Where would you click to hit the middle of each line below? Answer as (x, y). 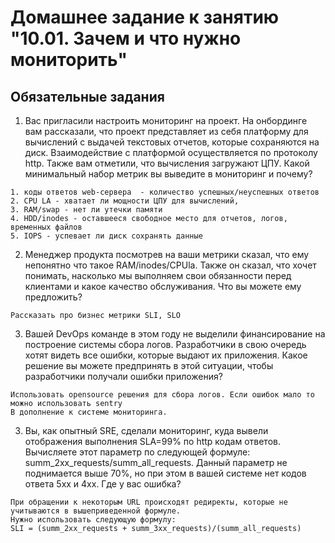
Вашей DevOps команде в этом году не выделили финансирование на (175, 334)
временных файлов (46, 227)
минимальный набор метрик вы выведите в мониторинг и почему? (168, 174)
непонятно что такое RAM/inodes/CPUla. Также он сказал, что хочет (170, 265)
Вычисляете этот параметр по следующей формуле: (137, 452)
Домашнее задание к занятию (145, 17)
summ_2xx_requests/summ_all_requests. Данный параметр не (156, 462)
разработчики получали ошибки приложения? (123, 376)
